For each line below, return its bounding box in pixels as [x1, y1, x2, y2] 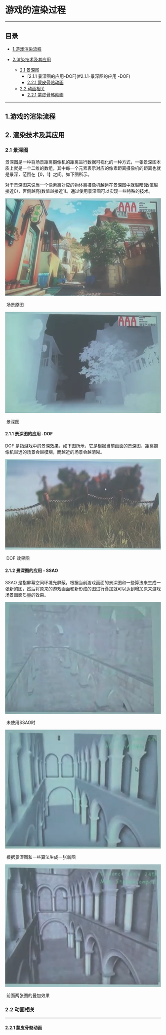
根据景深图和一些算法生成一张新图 [6, 854, 76, 860]
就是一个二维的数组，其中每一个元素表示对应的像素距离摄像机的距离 [13, 165, 152, 171]
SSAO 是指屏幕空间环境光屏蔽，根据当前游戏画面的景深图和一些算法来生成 [5, 579, 157, 585]
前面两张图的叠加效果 [6, 992, 50, 998]
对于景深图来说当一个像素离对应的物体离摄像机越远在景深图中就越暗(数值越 [5, 182, 159, 188]
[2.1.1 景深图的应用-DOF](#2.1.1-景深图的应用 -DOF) [27, 73, 131, 79]
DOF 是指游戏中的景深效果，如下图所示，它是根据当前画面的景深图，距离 [5, 443, 154, 449]
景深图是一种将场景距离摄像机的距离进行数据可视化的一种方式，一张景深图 [5, 159, 157, 165]
